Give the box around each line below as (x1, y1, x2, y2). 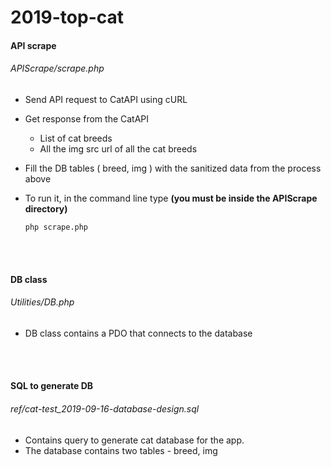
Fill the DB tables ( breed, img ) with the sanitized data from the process (24, 162, 322, 174)
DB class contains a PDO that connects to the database (24, 327, 253, 339)
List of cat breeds (39, 132, 113, 144)
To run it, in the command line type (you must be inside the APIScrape (24, 192, 318, 204)
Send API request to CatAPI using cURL (24, 93, 188, 105)
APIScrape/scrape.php (10, 62, 105, 75)
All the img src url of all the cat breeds (39, 142, 198, 155)
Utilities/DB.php (10, 296, 75, 308)
